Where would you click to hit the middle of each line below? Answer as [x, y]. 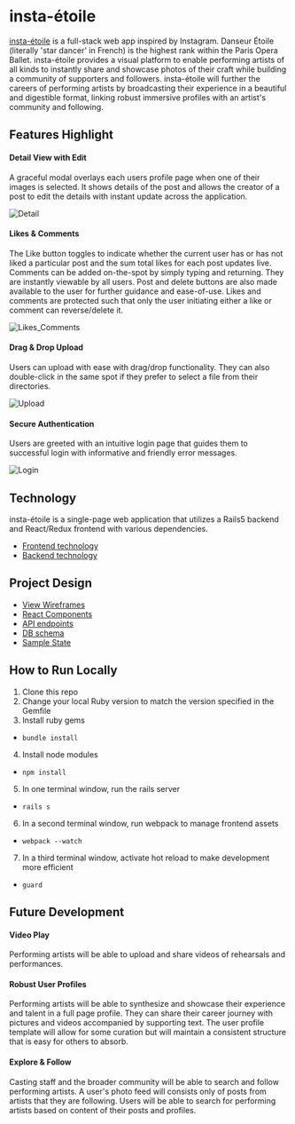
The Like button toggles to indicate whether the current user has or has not [146, 253]
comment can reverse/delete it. [66, 310]
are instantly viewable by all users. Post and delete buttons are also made [143, 281]
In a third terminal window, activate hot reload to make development [146, 858]
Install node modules [60, 754]
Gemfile [36, 710]
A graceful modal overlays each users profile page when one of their [135, 177]
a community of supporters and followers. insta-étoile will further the [135, 78]
